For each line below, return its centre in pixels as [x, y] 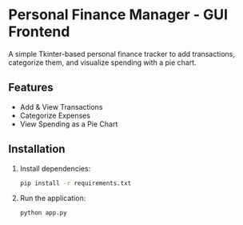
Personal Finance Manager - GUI [118, 15]
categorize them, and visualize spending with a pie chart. [102, 62]
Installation [37, 149]
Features [31, 88]
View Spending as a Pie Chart [69, 124]
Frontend [39, 32]
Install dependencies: [55, 168]
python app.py [43, 213]
